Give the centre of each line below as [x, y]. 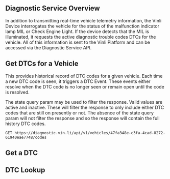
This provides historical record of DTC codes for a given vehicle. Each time [84, 76]
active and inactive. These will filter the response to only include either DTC [85, 107]
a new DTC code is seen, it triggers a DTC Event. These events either [78, 81]
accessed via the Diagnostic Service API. [48, 47]
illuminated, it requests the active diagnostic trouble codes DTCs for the [81, 37]
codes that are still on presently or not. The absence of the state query [80, 113]
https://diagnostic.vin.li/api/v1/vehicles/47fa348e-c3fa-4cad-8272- [90, 133]
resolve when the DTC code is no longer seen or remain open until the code [85, 86]
